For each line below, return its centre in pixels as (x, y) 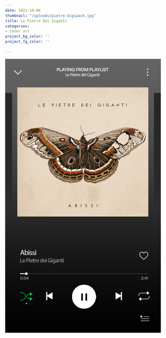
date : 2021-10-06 (23, 10)
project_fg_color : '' (27, 42)
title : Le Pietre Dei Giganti (36, 21)
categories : (17, 26)
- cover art (17, 31)
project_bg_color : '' (27, 37)
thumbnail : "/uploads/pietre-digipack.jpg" (51, 16)
